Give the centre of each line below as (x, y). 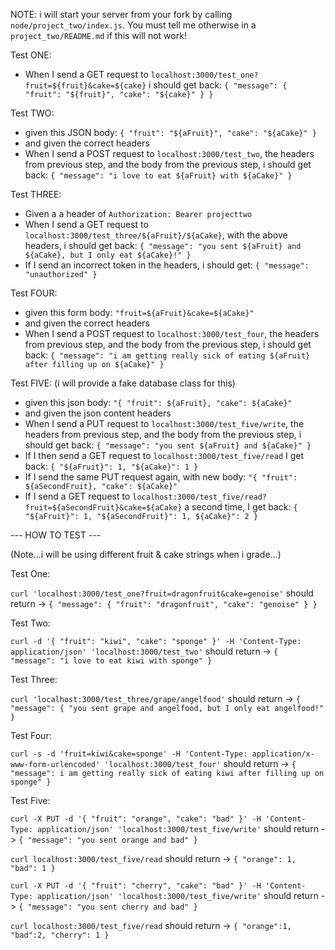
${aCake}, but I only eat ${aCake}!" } (108, 255)
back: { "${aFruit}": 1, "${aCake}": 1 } (111, 466)
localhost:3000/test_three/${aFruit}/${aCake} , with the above (156, 235)
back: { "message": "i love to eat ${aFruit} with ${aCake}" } (158, 175)
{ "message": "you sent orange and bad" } (108, 840)
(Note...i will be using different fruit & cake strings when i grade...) (146, 554)
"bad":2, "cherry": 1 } (60, 935)
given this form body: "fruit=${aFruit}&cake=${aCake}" (139, 312)
